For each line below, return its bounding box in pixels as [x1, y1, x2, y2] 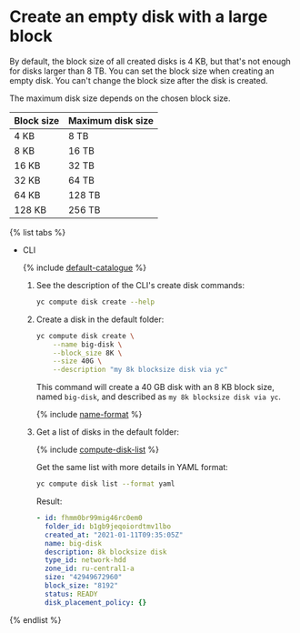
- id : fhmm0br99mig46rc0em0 [35, 514, 143, 523]
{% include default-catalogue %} [22, 262, 147, 273]
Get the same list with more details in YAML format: [35, 462, 229, 473]
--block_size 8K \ [53, 348, 123, 357]
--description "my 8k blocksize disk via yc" [53, 366, 229, 375]
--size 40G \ [53, 357, 103, 366]
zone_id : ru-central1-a [44, 564, 135, 574]
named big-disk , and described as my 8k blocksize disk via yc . [35, 391, 282, 402]
